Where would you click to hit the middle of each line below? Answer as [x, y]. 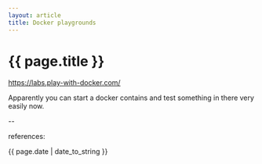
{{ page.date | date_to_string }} [58, 152]
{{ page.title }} [56, 61]
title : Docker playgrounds [52, 23]
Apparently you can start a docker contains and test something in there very [131, 98]
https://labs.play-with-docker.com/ [64, 83]
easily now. [26, 106]
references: [27, 137]
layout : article [35, 15]
